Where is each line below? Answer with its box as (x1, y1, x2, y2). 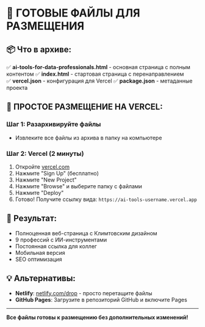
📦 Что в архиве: (6, 44, 72, 54)
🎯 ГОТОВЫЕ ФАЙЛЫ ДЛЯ (6, 6, 140, 20)
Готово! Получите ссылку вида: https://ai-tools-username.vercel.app (15, 196, 197, 203)
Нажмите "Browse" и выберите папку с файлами (15, 182, 142, 189)
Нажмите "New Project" (15, 176, 77, 183)
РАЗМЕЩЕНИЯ (6, 19, 85, 33)
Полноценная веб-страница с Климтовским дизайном (15, 229, 157, 237)
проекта (6, 84, 28, 91)
